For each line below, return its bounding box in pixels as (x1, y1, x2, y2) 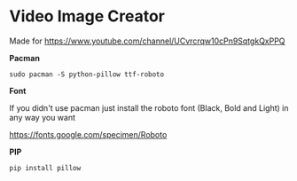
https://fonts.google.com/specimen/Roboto (9, 129, 168, 139)
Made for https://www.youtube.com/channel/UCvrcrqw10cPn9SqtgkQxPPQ (9, 35, 285, 46)
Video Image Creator (9, 6, 166, 27)
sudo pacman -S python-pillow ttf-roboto (9, 69, 165, 79)
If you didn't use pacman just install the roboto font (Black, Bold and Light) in (9, 102, 289, 113)
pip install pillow (9, 163, 82, 172)
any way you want (9, 112, 76, 122)
